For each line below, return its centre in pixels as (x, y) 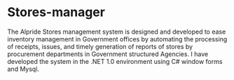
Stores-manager (56, 12)
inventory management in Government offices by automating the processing (117, 39)
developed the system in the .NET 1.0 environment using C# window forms (115, 61)
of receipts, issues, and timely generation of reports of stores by (100, 46)
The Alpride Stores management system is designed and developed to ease (117, 32)
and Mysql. (23, 69)
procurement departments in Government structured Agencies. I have (108, 54)
